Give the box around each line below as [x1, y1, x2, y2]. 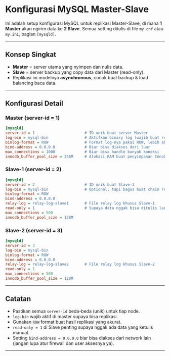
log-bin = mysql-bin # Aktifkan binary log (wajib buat [5, 135, 159, 140]
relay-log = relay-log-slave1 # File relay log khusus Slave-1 [5, 201, 155, 206]
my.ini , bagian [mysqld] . [5, 31, 57, 37]
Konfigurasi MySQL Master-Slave [5, 4, 149, 15]
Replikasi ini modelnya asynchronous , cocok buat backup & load [12, 74, 148, 80]
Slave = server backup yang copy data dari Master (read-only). [12, 69, 145, 75]
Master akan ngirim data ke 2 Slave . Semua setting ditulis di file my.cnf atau [5, 25, 163, 31]
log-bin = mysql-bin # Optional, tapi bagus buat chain [5, 187, 159, 192]
